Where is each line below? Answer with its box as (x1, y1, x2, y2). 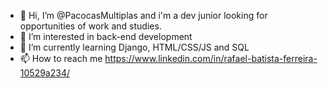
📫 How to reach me (19, 53, 103, 64)
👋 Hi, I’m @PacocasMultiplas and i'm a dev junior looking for (19, 10, 268, 21)
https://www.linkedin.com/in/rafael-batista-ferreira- (104, 53, 318, 64)
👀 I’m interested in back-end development (19, 31, 193, 42)
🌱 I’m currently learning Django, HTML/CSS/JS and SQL (19, 41, 250, 53)
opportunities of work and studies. (19, 20, 162, 32)
